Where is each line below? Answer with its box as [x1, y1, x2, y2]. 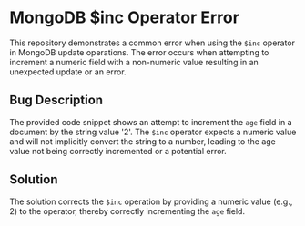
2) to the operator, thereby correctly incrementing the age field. [9, 205, 246, 216]
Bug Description [9, 93, 103, 108]
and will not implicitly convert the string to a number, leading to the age [9, 135, 276, 147]
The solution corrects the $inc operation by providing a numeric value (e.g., [9, 196, 293, 207]
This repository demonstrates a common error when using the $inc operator [9, 37, 296, 48]
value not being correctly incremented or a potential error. [9, 145, 228, 156]
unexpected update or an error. [9, 66, 127, 77]
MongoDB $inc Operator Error [9, 7, 239, 28]
